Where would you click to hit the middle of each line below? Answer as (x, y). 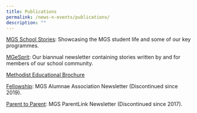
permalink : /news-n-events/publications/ (58, 17)
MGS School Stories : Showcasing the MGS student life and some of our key (99, 40)
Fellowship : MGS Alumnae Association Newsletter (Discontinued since (92, 86)
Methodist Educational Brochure (45, 75)
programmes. (23, 46)
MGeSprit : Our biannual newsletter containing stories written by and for (93, 57)
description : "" (26, 22)
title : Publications (32, 12)
